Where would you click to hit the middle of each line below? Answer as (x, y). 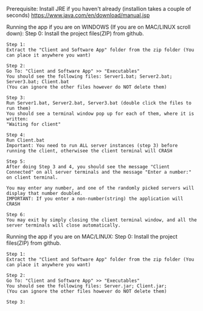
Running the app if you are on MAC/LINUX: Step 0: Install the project (92, 237)
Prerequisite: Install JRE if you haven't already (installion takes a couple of (99, 9)
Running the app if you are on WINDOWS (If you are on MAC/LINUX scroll (98, 27)
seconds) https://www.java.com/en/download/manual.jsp (78, 15)
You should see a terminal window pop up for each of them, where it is (100, 114)
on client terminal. (33, 177)
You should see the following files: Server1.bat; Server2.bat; (89, 77)
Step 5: (16, 162)
